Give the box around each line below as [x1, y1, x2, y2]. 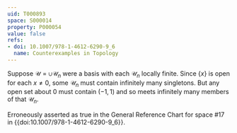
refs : [7, 37, 23, 44]
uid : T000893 [7, 10, 46, 18]
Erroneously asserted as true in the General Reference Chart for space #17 [7, 110, 225, 119]
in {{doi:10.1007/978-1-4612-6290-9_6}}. [7, 118, 126, 127]
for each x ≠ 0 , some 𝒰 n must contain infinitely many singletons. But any [7, 79, 220, 88]
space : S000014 [7, 17, 52, 24]
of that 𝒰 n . [7, 95, 39, 105]
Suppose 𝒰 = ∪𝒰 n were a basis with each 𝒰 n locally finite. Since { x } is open [7, 69, 230, 79]
